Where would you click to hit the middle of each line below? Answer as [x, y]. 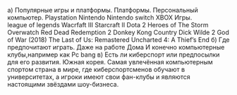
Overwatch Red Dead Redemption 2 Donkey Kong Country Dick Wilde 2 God [118, 32]
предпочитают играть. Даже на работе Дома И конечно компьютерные [116, 47]
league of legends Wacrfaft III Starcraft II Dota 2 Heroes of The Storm [108, 25]
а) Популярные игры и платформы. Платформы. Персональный [103, 10]
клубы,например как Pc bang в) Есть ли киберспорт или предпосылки [114, 54]
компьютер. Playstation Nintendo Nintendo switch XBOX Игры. [100, 17]
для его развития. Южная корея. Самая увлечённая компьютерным [110, 62]
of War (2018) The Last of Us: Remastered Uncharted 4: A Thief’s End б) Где [119, 40]
